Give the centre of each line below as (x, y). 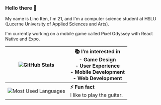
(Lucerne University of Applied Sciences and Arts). (57, 24)
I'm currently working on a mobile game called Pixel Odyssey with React (79, 34)
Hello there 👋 (21, 8)
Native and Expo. (23, 39)
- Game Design (97, 60)
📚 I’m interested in (97, 52)
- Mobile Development (98, 72)
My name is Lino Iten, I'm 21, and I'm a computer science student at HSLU (81, 19)
